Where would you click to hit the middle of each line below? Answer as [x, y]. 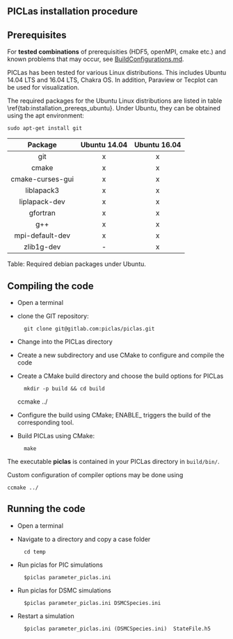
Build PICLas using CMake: [56, 436]
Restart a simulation [46, 616]
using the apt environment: [46, 116]
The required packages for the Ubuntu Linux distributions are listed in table [115, 101]
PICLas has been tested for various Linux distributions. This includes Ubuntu [117, 73]
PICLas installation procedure [73, 11]
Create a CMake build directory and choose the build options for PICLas [120, 376]
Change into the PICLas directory [65, 342]
